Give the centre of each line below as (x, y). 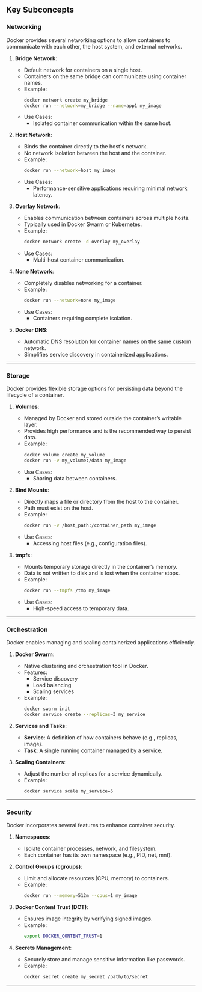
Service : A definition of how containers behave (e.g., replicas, (101, 737)
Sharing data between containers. (75, 479)
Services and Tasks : (41, 726)
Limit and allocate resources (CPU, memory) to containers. (96, 878)
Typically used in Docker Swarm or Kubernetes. (83, 224)
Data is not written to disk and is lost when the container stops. (102, 573)
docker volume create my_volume (64, 455)
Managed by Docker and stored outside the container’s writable (103, 418)
